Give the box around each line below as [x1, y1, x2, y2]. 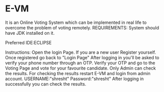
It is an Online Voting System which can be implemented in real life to [5, 19, 147, 25]
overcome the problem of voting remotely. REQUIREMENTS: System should [5, 24, 160, 30]
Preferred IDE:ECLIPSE [5, 39, 52, 45]
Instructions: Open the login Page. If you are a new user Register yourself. [5, 49, 157, 55]
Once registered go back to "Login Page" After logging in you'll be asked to [5, 54, 160, 60]
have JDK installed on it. [5, 30, 55, 36]
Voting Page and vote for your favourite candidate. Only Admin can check [5, 65, 156, 71]
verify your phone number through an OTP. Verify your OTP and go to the [5, 60, 156, 66]
